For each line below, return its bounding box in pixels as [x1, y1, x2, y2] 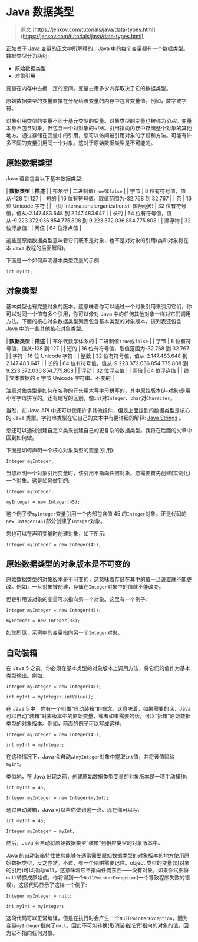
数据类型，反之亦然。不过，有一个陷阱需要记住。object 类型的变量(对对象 [11, 859, 190, 866]
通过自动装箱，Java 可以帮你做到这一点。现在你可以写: [6, 806, 140, 813]
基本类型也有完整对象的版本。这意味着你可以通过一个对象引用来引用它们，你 [6, 303, 192, 310]
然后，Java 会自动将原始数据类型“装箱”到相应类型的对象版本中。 [6, 839, 163, 846]
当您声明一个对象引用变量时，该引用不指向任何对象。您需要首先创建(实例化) [6, 470, 191, 477]
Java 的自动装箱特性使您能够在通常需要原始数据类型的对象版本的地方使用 [6, 852, 184, 859]
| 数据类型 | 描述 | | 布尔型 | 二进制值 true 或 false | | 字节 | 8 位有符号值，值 [6, 187, 186, 195]
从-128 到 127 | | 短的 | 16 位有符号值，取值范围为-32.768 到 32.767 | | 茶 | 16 [6, 195, 192, 202]
